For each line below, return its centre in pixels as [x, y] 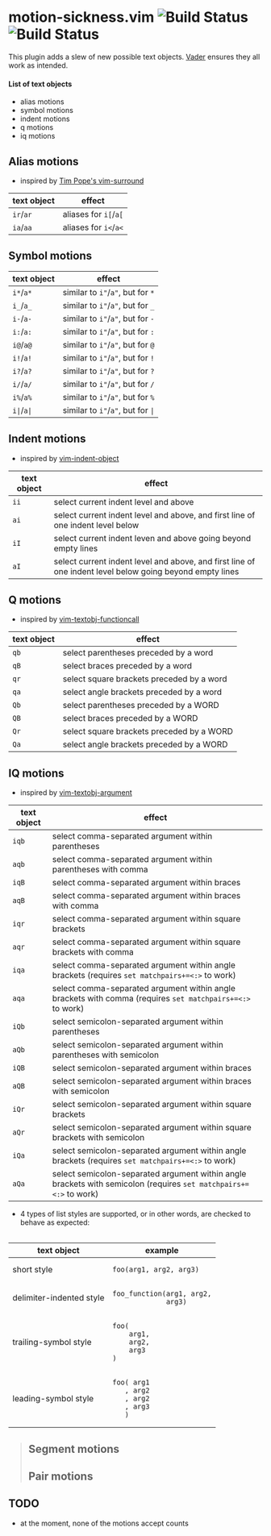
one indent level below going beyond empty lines [146, 571]
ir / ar [22, 214]
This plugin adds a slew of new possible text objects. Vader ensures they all [134, 56]
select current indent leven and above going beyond [152, 538]
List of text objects [40, 84]
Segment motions [73, 1449]
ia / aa [22, 227]
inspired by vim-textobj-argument [76, 793]
